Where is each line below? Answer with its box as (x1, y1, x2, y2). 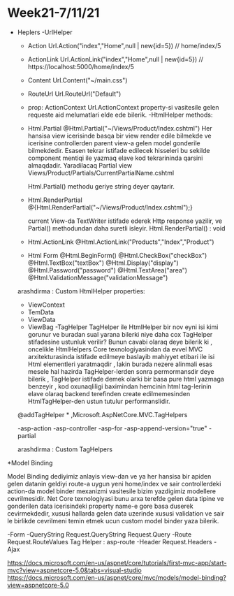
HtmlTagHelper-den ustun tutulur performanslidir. (27, 397, 170, 405)
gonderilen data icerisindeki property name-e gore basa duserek (7, 502, 193, 510)
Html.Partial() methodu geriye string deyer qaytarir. (27, 182, 175, 190)
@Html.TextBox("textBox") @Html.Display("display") (27, 259, 180, 267)
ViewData (27, 315, 56, 324)
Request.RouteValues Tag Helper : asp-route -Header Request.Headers (7, 537, 212, 546)
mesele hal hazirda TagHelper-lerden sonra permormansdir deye (27, 367, 214, 375)
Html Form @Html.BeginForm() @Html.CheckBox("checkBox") (27, 251, 207, 259)
